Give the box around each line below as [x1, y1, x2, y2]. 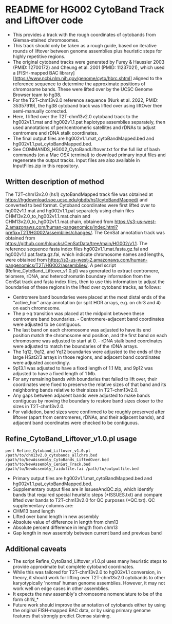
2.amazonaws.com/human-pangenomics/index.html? [5, 224, 118, 230]
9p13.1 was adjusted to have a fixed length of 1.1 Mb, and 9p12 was [12, 365, 153, 371]
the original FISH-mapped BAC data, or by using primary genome [12, 608, 151, 614]
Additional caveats [5, 544, 67, 553]
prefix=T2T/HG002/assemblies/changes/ [5, 229, 92, 235]
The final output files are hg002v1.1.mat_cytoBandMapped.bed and [12, 135, 155, 141]
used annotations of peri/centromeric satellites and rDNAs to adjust [12, 124, 156, 131]
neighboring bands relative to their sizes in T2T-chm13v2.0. [12, 387, 139, 393]
